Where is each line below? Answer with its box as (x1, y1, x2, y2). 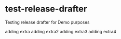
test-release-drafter (5, 3, 87, 14)
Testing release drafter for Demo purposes (5, 19, 90, 25)
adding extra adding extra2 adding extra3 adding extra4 (5, 28, 117, 34)
